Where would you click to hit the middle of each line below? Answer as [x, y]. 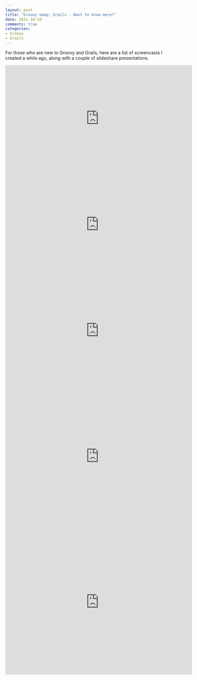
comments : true [21, 24]
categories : [18, 29]
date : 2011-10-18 [24, 19]
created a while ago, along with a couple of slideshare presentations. [77, 58]
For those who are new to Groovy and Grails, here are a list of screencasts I [84, 52]
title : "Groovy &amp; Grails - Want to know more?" [61, 15]
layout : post [19, 10]
